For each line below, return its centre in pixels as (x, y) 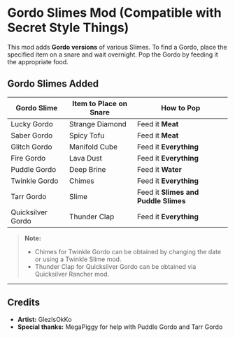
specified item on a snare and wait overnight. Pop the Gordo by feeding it (113, 54)
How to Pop (180, 108)
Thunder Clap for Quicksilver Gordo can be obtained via (115, 266)
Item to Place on (100, 103)
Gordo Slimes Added (53, 84)
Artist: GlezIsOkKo (44, 319)
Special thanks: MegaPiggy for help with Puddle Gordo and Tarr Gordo (120, 327)
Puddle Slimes (161, 200)
